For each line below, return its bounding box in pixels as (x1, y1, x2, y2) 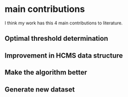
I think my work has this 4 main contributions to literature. (4, 20, 123, 26)
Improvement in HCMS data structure (4, 51, 123, 60)
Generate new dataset (4, 85, 75, 94)
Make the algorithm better (4, 68, 88, 77)
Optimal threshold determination (4, 34, 108, 43)
